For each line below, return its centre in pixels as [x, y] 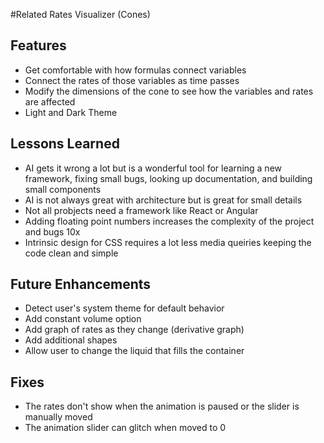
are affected [50, 101]
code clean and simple [71, 253]
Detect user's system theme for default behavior [124, 308]
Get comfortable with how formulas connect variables [135, 70]
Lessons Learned [65, 144]
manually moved [58, 417]
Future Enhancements [81, 284]
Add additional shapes [71, 340]
